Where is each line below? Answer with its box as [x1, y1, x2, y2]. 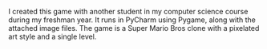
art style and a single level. [8, 32, 97, 41]
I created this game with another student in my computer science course [8, 7, 249, 16]
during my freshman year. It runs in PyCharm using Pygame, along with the [8, 15, 257, 24]
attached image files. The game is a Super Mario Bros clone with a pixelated [8, 24, 260, 32]
